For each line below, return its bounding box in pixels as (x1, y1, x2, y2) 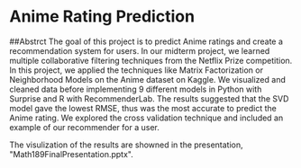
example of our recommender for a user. (9, 121, 160, 132)
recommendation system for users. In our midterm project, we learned (9, 45, 270, 56)
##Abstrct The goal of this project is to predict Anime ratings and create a (9, 36, 284, 47)
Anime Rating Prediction (9, 6, 196, 27)
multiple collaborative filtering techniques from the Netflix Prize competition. (9, 55, 293, 66)
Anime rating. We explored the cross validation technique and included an (9, 112, 284, 123)
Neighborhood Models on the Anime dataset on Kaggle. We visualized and (9, 74, 286, 84)
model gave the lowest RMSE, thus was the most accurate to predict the (9, 102, 277, 113)
